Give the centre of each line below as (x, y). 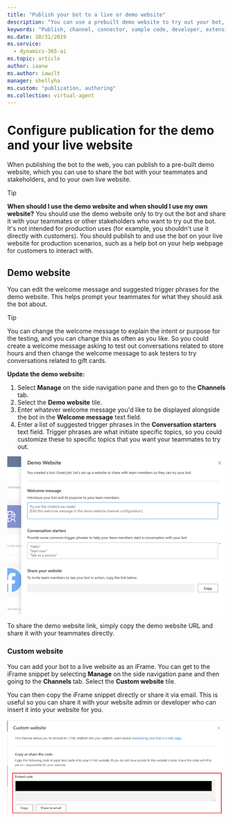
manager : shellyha (34, 81)
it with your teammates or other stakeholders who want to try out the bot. (112, 221)
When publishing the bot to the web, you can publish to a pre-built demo (111, 165)
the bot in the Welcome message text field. (79, 417)
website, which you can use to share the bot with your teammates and (107, 172)
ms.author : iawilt (34, 73)
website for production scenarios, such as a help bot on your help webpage (115, 243)
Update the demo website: (46, 374)
